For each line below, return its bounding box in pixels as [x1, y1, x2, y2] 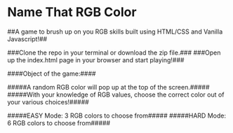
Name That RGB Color [7, 4, 137, 20]
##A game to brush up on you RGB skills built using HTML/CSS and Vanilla [7, 27, 223, 36]
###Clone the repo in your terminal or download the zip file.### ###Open [7, 48, 221, 57]
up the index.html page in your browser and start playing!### [7, 55, 185, 64]
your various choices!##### [7, 97, 89, 106]
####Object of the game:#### [7, 69, 96, 78]
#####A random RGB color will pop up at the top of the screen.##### [7, 83, 210, 91]
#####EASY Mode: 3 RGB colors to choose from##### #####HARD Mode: [7, 111, 227, 120]
